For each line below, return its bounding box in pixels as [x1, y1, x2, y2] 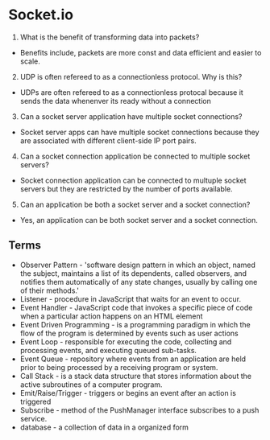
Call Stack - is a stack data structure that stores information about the [19, 371, 252, 380]
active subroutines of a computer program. [19, 380, 163, 389]
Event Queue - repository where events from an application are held [19, 354, 247, 364]
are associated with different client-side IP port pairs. [19, 135, 197, 146]
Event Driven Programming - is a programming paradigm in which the [19, 319, 251, 329]
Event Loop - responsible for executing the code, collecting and [19, 336, 232, 347]
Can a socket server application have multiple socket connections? [19, 111, 243, 121]
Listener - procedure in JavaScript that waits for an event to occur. [19, 294, 242, 303]
